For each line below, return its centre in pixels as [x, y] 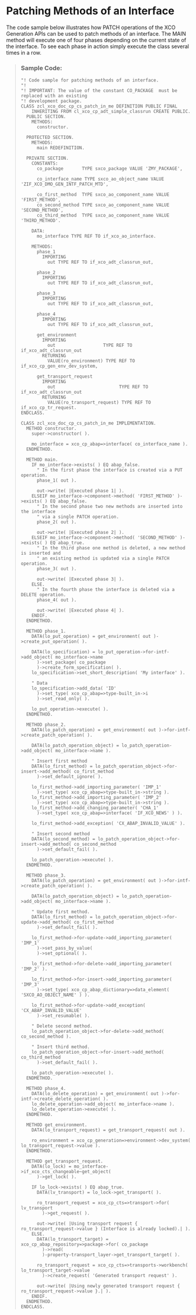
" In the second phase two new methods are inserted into [110, 507]
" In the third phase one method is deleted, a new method [111, 548]
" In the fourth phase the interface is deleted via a [106, 590]
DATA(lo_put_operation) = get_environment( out [91, 637]
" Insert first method [60, 761]
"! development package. [51, 101]
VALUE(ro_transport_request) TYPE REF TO [99, 403]
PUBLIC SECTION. [46, 117]
